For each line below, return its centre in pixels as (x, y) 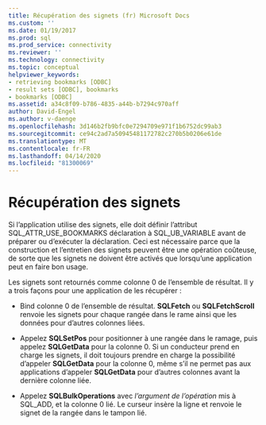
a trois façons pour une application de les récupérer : (95, 291)
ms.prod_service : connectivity (60, 45)
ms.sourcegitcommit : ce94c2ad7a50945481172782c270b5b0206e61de (115, 133)
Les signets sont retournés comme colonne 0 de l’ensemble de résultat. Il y (131, 282)
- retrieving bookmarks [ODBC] (60, 82)
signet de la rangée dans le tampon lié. (83, 413)
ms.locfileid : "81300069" (51, 164)
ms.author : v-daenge (42, 119)
